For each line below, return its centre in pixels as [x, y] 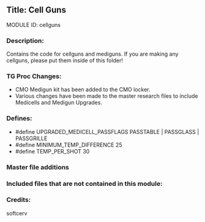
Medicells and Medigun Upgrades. [59, 103]
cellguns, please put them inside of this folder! [65, 61]
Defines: [19, 119]
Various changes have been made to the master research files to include [106, 96]
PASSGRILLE [31, 138]
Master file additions [38, 167]
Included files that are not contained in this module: [84, 183]
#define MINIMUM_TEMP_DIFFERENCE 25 [69, 145]
